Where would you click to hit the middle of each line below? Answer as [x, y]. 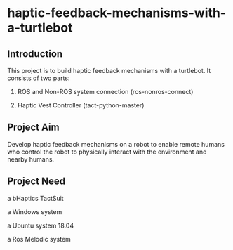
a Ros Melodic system [39, 239]
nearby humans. [31, 159]
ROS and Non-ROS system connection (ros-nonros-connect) [105, 92]
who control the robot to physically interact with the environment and [107, 152]
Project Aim [33, 127]
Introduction [35, 54]
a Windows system [35, 211]
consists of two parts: [39, 78]
